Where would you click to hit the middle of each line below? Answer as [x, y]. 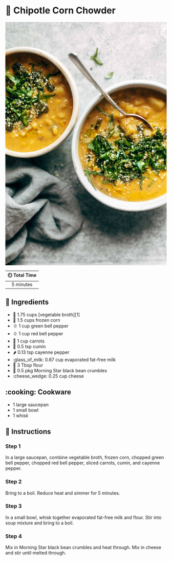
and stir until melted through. [36, 553]
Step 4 [14, 536]
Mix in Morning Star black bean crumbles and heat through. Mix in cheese [83, 548]
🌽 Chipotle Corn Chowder [61, 11]
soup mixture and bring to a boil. [40, 523]
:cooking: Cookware [38, 392]
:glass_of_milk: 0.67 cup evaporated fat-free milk [64, 359]
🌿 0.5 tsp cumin [29, 346]
